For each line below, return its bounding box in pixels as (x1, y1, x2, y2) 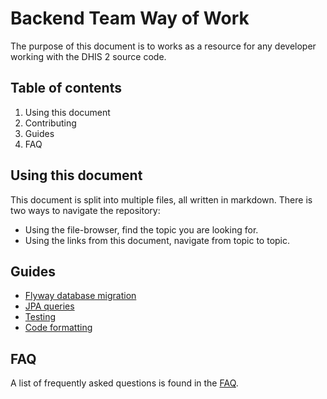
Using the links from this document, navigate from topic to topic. (24, 234, 291, 246)
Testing (24, 311, 57, 323)
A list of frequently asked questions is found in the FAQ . (10, 377, 239, 389)
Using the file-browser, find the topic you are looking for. (24, 223, 259, 236)
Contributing (24, 117, 77, 129)
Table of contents (10, 80, 122, 97)
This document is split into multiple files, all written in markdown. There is (10, 193, 313, 206)
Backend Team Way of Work (10, 7, 250, 30)
